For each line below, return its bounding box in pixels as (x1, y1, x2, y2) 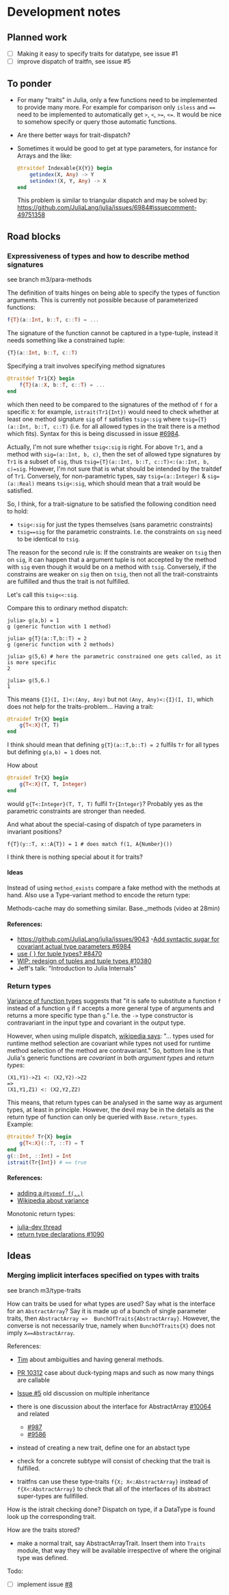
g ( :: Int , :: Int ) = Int (7, 1153, 72, 1160)
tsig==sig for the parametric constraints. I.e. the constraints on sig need (16, 527, 222, 535)
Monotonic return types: (7, 1210, 75, 1218)
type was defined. (16, 1553, 68, 1561)
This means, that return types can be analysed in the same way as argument (7, 1098, 223, 1107)
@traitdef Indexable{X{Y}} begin (16, 165, 113, 171)
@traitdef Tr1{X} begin (7, 375, 75, 382)
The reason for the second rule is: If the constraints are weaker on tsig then (7, 548, 222, 556)
